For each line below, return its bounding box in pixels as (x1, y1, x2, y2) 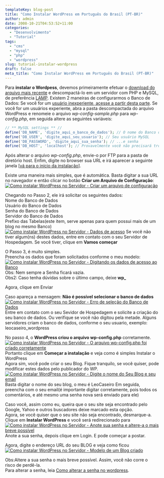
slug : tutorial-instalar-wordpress (5, 62, 78, 67)
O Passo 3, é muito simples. (5, 249, 61, 255)
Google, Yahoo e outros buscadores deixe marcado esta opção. (5, 407, 133, 413)
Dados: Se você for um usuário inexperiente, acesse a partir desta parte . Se (5, 100, 158, 106)
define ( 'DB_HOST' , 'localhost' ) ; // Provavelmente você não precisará (5, 143, 152, 149)
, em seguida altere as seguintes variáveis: (26, 116, 112, 122)
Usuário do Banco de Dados (5, 203, 62, 209)
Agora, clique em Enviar (5, 284, 53, 290)
